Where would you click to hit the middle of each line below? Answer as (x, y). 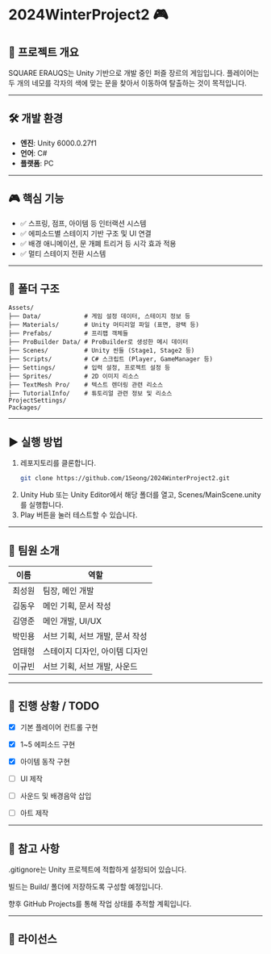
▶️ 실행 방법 (35, 442)
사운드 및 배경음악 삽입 (56, 796)
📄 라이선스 (33, 939)
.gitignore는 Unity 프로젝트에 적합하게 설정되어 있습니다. (98, 869)
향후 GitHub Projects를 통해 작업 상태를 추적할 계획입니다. (100, 903)
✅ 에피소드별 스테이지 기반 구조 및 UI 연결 (85, 233)
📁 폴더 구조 (34, 289)
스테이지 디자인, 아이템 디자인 (96, 651)
